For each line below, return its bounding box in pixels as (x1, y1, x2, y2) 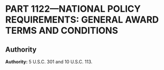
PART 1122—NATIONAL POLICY (5, 3, 141, 15)
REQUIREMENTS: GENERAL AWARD (5, 14, 159, 26)
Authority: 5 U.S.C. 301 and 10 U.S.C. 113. (5, 59, 93, 64)
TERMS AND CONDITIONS (5, 25, 118, 36)
